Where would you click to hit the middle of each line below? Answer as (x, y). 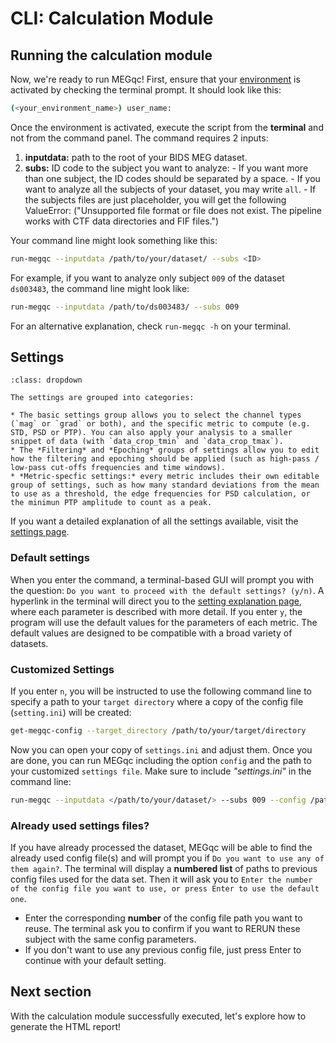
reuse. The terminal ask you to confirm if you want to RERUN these (162, 929)
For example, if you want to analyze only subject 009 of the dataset (147, 278)
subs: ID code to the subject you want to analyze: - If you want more (166, 168)
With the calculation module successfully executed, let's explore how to (158, 1016)
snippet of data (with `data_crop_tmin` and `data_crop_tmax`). (147, 442)
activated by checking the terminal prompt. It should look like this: (146, 90)
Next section (51, 992)
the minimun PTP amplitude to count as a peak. (111, 503)
